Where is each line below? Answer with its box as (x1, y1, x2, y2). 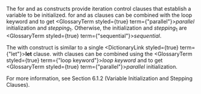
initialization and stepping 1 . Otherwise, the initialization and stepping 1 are (6, 24, 187, 33)
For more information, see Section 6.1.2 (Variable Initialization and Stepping (6, 75, 193, 82)
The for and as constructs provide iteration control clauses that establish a (6, 5, 191, 12)
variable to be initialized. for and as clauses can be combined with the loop (6, 11, 193, 19)
